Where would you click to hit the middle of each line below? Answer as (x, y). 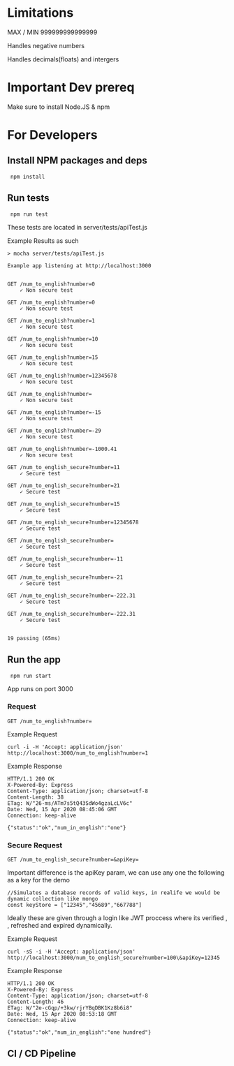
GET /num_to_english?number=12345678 (62, 376)
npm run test (29, 214)
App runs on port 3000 (40, 688)
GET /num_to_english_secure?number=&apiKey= (73, 860)
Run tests (28, 198)
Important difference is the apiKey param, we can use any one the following (116, 873)
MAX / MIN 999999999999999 (52, 32)
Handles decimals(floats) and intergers (63, 59)
